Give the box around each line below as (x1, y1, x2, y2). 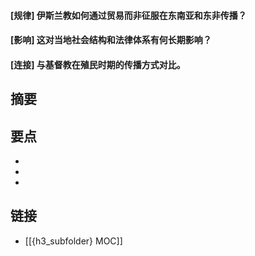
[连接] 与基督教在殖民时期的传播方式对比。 (10, 58, 186, 70)
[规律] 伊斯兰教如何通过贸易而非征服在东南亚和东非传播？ (10, 9, 247, 21)
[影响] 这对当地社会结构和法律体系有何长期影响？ (10, 34, 212, 46)
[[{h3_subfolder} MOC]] (24, 235, 123, 247)
